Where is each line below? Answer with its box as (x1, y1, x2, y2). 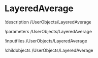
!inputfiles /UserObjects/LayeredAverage (4, 38, 87, 44)
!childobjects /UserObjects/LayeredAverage (4, 47, 94, 53)
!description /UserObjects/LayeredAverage (4, 19, 92, 25)
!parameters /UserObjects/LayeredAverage (4, 28, 92, 34)
